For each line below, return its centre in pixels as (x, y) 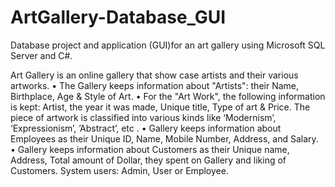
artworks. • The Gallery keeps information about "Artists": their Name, (155, 85)
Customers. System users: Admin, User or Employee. (119, 170)
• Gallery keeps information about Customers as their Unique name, (150, 149)
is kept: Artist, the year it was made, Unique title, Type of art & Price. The (160, 107)
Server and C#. (41, 55)
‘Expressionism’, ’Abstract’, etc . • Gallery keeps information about (146, 128)
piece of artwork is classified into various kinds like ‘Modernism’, (143, 117)
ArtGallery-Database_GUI (118, 17)
